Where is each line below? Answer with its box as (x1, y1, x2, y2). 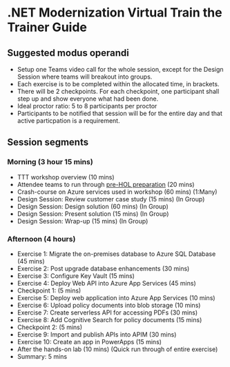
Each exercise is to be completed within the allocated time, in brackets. (17, 80, 220, 88)
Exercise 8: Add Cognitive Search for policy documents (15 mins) (17, 315, 202, 324)
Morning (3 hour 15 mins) (7, 157, 93, 167)
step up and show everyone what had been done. (17, 95, 159, 103)
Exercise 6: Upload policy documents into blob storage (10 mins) (17, 301, 201, 309)
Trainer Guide (7, 19, 88, 35)
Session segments (7, 137, 88, 148)
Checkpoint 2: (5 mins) (17, 323, 83, 331)
